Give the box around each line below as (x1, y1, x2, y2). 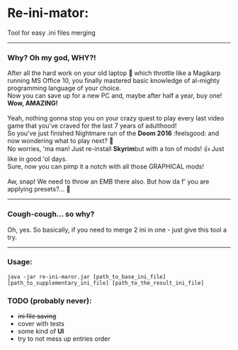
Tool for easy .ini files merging (7, 28, 96, 37)
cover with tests (17, 320, 65, 328)
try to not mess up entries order (17, 334, 111, 343)
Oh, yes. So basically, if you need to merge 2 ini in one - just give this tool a (7, 225, 227, 234)
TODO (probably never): (7, 295, 92, 305)
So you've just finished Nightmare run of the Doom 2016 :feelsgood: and (7, 129, 220, 137)
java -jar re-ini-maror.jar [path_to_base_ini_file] (7, 273, 166, 281)
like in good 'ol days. (7, 154, 67, 164)
